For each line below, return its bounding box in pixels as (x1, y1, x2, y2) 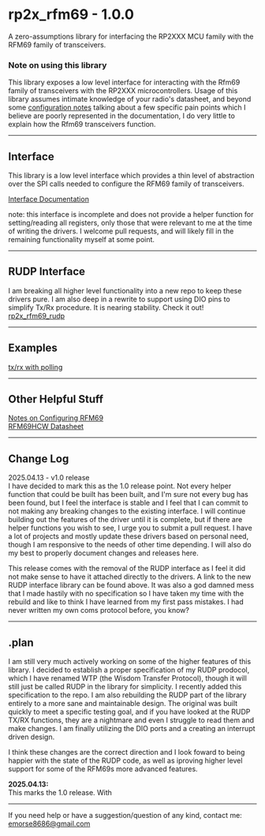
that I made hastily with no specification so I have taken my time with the (8, 589, 244, 599)
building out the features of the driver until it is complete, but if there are (8, 515, 243, 524)
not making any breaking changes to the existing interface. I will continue (8, 506, 246, 516)
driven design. (8, 732, 55, 742)
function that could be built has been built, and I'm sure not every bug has (8, 490, 248, 499)
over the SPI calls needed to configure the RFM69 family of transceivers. (8, 179, 244, 188)
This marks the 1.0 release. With (8, 788, 113, 797)
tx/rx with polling (8, 362, 63, 371)
